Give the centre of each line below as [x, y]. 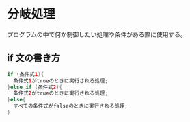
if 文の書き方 [34, 58]
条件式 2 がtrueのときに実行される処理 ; [60, 93]
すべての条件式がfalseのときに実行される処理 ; [70, 106]
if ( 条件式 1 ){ [26, 74]
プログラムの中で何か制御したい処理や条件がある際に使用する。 [97, 34]
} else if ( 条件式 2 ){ [35, 87]
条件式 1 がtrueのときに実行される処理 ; [60, 81]
